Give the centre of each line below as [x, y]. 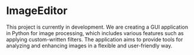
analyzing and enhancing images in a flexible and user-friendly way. [89, 46]
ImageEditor [37, 11]
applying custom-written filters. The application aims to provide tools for [95, 39]
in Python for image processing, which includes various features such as [95, 33]
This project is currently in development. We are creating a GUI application [97, 27]
